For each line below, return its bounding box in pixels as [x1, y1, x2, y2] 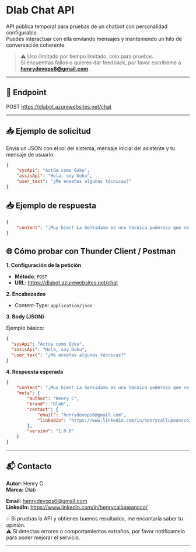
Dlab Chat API [6, 4, 75, 17]
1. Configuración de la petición [6, 262, 82, 269]
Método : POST [14, 273, 48, 280]
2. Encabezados [6, 290, 46, 298]
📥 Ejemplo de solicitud [6, 126, 92, 136]
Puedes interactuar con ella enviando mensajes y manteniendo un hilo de [6, 35, 182, 42]
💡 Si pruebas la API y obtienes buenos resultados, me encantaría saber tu [6, 515, 183, 522]
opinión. [6, 521, 26, 529]
